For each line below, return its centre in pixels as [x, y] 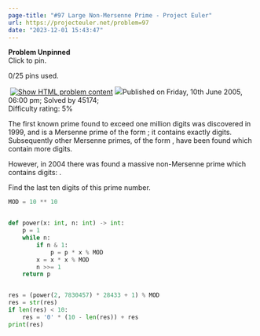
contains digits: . [35, 173]
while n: [37, 238]
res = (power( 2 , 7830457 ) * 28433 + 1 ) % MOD [84, 295]
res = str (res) [33, 303]
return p [37, 274]
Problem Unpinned [39, 53]
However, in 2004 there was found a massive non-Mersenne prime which [127, 164]
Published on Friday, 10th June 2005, [183, 92]
